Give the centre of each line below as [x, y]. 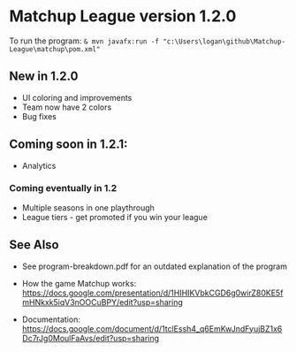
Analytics [39, 165]
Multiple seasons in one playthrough [88, 207]
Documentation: [51, 319]
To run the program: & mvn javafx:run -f [84, 41]
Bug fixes [39, 116]
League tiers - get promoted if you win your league [114, 217]
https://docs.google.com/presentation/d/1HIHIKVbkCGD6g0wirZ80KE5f [152, 293]
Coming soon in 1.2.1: [68, 145]
